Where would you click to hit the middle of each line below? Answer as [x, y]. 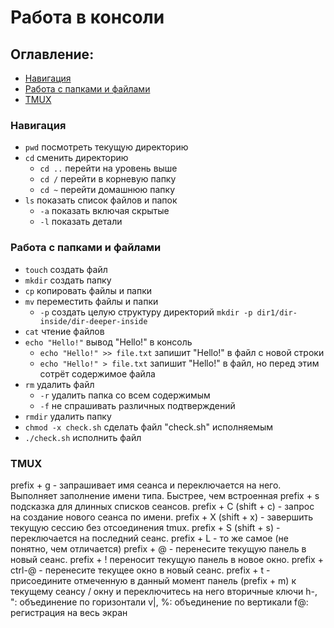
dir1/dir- [277, 312]
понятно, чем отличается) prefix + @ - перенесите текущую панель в [158, 548]
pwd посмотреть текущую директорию [106, 147]
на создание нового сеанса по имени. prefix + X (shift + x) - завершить [162, 517]
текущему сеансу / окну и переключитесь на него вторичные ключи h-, [164, 591]
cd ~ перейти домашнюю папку [107, 190]
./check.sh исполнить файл [83, 437]
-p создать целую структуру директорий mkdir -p [146, 312]
